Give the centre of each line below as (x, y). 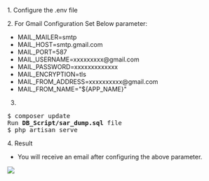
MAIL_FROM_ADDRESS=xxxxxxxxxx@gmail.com (88, 82)
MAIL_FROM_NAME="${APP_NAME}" (72, 89)
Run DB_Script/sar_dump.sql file (65, 123)
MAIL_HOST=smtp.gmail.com (60, 44)
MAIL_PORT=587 (42, 52)
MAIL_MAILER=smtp (47, 37)
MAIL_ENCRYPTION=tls (52, 74)
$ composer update (39, 116)
